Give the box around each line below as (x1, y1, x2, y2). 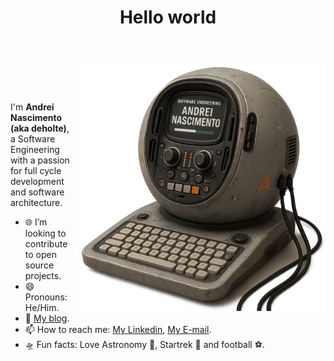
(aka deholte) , (10, 122, 70, 134)
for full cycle (10, 164, 62, 176)
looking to (24, 227, 67, 239)
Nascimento (10, 111, 63, 123)
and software (10, 186, 65, 198)
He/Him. (24, 301, 60, 313)
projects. (24, 269, 62, 281)
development (10, 175, 65, 187)
